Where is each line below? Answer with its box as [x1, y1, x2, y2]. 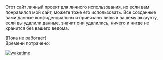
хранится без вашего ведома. [5, 25, 69, 31]
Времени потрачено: [5, 40, 50, 46]
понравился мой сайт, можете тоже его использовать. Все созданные [5, 9, 156, 15]
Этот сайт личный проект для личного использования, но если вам [5, 4, 149, 10]
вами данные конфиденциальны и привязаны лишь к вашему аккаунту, [5, 15, 158, 20]
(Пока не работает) [5, 35, 47, 41]
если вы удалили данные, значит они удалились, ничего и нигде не [5, 20, 149, 26]
